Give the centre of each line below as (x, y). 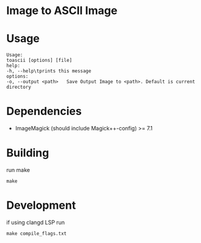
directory (19, 87)
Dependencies (44, 111)
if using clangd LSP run (36, 222)
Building (28, 153)
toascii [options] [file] (39, 61)
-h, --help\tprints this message (49, 71)
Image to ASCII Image (62, 11)
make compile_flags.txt (37, 233)
